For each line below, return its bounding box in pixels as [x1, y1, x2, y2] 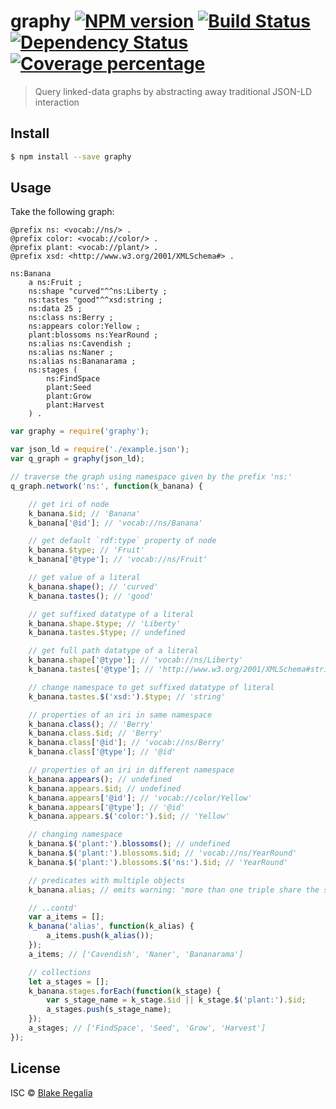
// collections [28, 967, 92, 977]
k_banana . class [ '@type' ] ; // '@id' [28, 747, 177, 757]
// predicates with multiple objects [28, 875, 186, 885]
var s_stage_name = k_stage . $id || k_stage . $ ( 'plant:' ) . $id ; [46, 995, 307, 1005]
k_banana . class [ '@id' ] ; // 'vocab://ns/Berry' [28, 738, 226, 748]
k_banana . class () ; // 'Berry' [28, 719, 155, 729]
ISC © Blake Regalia [10, 1086, 93, 1099]
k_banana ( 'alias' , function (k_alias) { [28, 921, 195, 932]
